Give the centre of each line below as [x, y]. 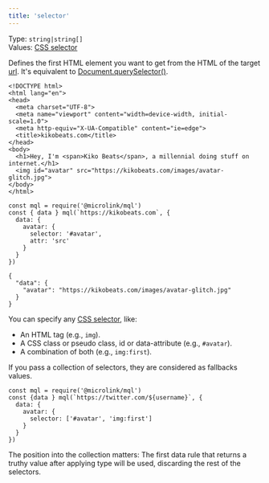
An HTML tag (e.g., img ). [60, 334]
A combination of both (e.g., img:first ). [86, 351]
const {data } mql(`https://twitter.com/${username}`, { [106, 397]
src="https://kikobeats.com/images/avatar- [151, 170]
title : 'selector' [39, 16]
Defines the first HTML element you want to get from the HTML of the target [134, 63]
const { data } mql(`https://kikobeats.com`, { [90, 213]
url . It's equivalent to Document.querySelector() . [88, 71]
